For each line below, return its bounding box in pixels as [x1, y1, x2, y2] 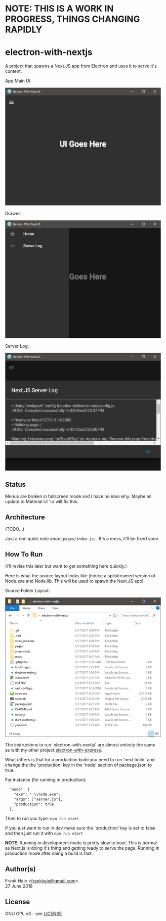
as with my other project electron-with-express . [5, 747, 103, 753]
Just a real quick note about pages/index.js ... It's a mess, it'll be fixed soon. [5, 536, 160, 542]
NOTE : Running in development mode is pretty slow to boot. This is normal [5, 840, 157, 846]
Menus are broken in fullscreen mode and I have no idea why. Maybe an [5, 493, 152, 500]
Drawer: [5, 210, 21, 216]
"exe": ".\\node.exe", [14, 792, 61, 797]
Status [5, 480, 26, 489]
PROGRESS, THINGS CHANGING [5, 13, 140, 25]
